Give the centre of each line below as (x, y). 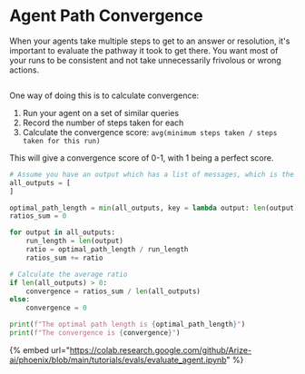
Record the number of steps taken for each (103, 123)
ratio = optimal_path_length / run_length (107, 250)
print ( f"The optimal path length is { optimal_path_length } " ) (128, 325)
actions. (24, 70)
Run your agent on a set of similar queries (101, 113)
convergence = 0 (57, 308)
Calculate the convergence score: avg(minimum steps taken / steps (150, 132)
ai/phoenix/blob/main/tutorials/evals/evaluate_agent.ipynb (118, 359)
